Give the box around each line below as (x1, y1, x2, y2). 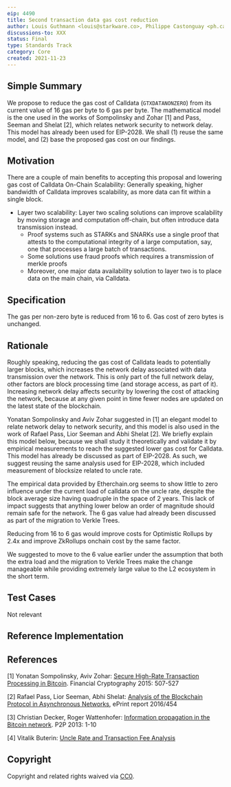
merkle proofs (27, 259, 67, 268)
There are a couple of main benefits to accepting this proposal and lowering (7, 173, 222, 182)
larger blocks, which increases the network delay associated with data (7, 365, 207, 374)
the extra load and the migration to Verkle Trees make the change (7, 558, 193, 565)
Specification (7, 294, 66, 306)
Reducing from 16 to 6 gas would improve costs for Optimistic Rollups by (7, 530, 213, 537)
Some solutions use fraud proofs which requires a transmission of (27, 252, 214, 261)
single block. (7, 195, 43, 204)
